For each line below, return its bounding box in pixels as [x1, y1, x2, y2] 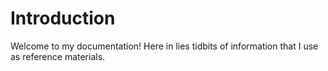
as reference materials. [10, 50, 106, 62]
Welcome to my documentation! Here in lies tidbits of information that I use [10, 40, 319, 52]
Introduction [10, 7, 116, 30]
